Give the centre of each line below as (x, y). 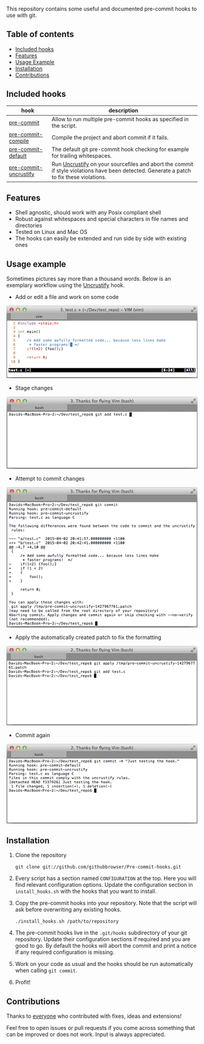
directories (29, 225)
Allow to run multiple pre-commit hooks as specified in (120, 119)
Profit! (23, 982)
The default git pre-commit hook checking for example (120, 149)
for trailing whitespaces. (82, 155)
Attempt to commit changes (50, 479)
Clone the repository (41, 855)
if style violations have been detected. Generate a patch (121, 171)
